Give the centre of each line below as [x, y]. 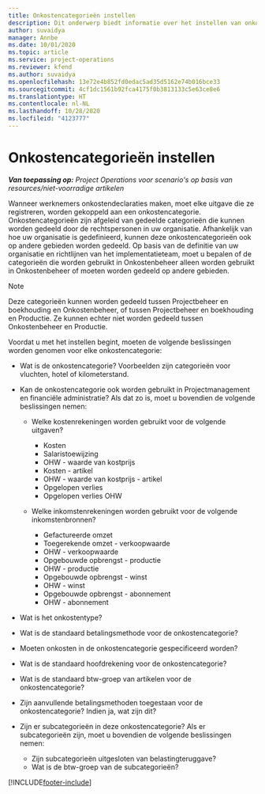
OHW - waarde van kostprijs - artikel [103, 479]
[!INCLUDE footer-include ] [50, 782]
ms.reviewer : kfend [40, 67]
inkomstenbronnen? [63, 519]
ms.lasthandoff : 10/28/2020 [54, 112]
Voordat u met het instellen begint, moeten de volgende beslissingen [119, 342]
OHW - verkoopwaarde [81, 552]
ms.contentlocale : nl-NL [49, 104]
